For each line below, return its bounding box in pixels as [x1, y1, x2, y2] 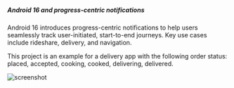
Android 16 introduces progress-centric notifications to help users [7, 23, 198, 32]
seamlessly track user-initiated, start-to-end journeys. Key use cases [7, 30, 207, 39]
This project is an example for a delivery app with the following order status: [7, 51, 228, 60]
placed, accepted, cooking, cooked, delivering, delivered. [7, 59, 174, 68]
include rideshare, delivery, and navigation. [7, 38, 132, 46]
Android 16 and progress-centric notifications [7, 6, 145, 14]
